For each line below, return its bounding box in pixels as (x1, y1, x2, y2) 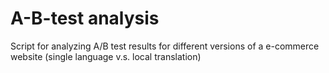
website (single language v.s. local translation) (10, 50, 202, 62)
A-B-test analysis (10, 7, 160, 30)
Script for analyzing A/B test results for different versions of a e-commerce (10, 40, 320, 52)
